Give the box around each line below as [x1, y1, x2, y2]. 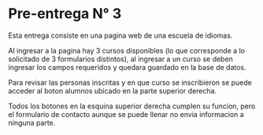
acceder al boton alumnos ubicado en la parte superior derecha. [8, 86, 217, 95]
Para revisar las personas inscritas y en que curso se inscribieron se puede [8, 78, 252, 87]
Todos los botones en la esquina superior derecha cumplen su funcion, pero [8, 101, 256, 111]
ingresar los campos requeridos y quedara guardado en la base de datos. [8, 62, 246, 71]
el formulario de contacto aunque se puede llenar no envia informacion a [8, 109, 244, 119]
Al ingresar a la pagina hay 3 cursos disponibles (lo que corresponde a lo [8, 46, 246, 55]
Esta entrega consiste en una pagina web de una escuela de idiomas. [8, 31, 233, 40]
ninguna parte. [8, 118, 56, 127]
